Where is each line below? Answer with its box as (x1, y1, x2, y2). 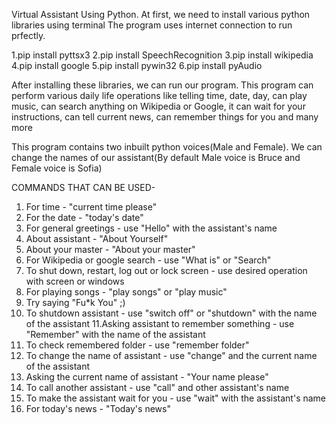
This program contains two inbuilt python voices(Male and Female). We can (11, 141, 323, 153)
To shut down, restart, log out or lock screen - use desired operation (25, 265, 308, 276)
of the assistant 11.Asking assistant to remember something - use (25, 318, 295, 329)
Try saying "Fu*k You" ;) (25, 297, 126, 308)
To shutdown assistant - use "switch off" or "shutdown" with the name (25, 307, 318, 319)
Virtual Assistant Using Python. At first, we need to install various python (11, 9, 311, 20)
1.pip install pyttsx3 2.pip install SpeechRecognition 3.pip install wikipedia (11, 49, 314, 61)
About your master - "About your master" (25, 244, 196, 255)
